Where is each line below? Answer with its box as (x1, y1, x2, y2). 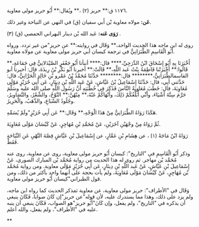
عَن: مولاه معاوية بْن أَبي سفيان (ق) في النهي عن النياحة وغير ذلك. (7, 18, 151, 25)
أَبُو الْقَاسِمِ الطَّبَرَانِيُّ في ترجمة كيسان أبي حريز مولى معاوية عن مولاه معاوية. (7, 48, 175, 55)
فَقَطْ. (7, 138, 19, 145)
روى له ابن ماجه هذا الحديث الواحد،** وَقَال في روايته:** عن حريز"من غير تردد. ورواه (7, 42, 194, 48)
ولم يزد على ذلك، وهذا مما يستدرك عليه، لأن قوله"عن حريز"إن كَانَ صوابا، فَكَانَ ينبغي (7, 193, 194, 200)
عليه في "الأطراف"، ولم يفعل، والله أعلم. (7, 206, 98, 213)
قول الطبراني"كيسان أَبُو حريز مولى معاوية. (7, 175, 102, 182)
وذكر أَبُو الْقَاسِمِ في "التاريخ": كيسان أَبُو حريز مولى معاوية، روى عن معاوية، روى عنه (7, 150, 190, 157)
